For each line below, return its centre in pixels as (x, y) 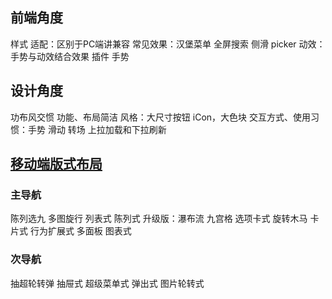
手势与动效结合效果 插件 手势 (70, 56)
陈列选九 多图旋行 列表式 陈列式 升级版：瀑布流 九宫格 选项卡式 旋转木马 (159, 219)
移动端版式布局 (56, 164)
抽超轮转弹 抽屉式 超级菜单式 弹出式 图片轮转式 (107, 283)
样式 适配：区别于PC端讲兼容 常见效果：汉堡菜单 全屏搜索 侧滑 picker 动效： (168, 44)
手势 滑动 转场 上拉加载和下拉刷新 (97, 129)
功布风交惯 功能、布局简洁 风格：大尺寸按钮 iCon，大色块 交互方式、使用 (161, 117)
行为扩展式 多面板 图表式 (80, 231)
